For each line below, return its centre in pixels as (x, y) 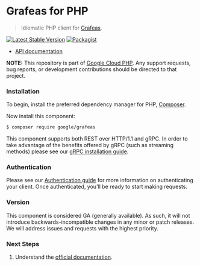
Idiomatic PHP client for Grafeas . (61, 28)
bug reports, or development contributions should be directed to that (92, 69)
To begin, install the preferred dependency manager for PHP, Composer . (96, 104)
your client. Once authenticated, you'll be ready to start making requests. (97, 187)
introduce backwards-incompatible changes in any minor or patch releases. (100, 222)
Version (18, 202)
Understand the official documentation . (64, 257)
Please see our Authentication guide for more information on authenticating (100, 180)
